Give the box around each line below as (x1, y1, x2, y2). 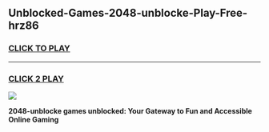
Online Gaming (8, 114, 59, 124)
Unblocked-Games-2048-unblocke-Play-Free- (8, 6, 248, 20)
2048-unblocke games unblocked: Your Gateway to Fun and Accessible (8, 106, 252, 115)
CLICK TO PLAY (8, 43, 70, 54)
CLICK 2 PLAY (8, 73, 64, 84)
